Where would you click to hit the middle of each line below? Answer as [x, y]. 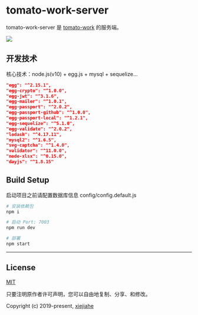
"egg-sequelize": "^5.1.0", [41, 123]
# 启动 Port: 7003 [28, 222]
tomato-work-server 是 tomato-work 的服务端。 [64, 27]
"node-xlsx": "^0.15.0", [37, 157]
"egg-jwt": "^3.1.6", [33, 96]
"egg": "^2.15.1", [29, 85]
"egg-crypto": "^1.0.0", [37, 91]
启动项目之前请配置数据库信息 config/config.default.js [71, 195]
